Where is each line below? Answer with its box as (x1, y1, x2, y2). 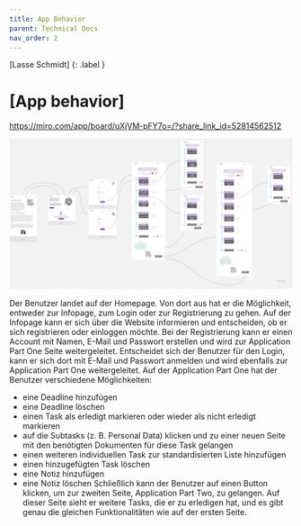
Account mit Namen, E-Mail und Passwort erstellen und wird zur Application (9, 336, 291, 347)
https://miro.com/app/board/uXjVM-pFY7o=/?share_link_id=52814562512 (9, 121, 282, 131)
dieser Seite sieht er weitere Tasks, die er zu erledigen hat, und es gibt (22, 497, 284, 508)
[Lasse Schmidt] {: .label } (9, 59, 106, 70)
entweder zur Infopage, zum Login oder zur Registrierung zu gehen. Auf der (9, 307, 292, 319)
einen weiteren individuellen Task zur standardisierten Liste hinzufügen (22, 449, 287, 460)
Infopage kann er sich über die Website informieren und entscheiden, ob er (9, 317, 288, 328)
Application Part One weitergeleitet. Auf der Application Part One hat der (9, 365, 278, 376)
